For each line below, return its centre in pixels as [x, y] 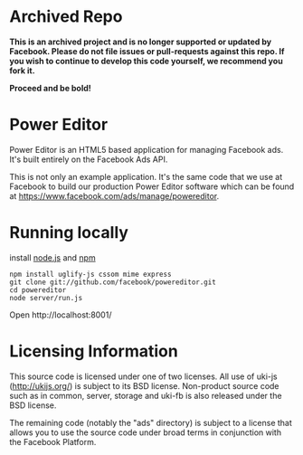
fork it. [22, 71]
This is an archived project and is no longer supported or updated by [141, 42]
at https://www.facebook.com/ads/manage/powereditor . [114, 195]
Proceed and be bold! [51, 88]
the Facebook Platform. [53, 441]
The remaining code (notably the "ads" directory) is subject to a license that [151, 422]
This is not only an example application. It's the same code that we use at [146, 176]
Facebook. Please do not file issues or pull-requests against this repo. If [147, 51]
